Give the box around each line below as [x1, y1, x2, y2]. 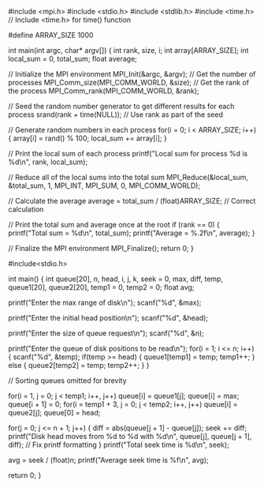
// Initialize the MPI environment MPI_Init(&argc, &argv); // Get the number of [8, 69, 256, 78]
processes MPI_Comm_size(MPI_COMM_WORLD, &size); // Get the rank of [8, 78, 250, 87]
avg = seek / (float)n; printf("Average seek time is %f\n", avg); [8, 456, 209, 464]
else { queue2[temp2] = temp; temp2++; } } [8, 361, 150, 370]
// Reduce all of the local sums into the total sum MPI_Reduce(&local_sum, [8, 173, 249, 182]
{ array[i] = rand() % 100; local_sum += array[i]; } [8, 133, 167, 143]
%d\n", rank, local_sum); [8, 157, 88, 167]
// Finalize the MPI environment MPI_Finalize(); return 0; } [8, 244, 195, 253]
